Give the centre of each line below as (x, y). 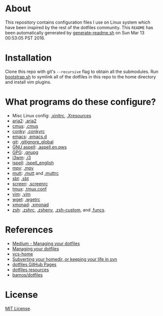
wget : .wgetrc (26, 199)
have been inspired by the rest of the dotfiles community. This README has (79, 27)
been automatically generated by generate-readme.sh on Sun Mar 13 (75, 33)
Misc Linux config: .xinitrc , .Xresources (52, 115)
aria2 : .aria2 (24, 121)
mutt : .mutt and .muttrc (35, 173)
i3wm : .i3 (21, 157)
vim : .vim (21, 194)
